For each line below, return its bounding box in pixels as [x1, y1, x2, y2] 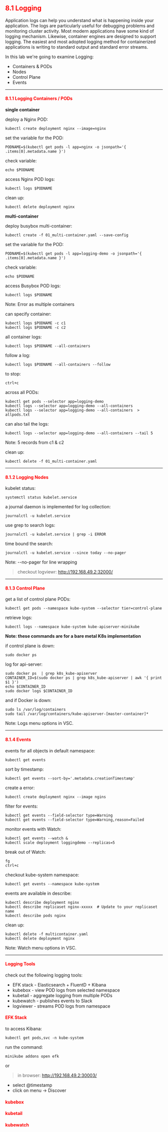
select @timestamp [12, 1082, 52, 1088]
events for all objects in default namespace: [5, 747, 95, 753]
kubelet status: [5, 485, 36, 491]
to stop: [5, 371, 21, 377]
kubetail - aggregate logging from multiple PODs [12, 992, 112, 998]
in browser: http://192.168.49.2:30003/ [17, 1072, 97, 1078]
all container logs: [5, 334, 42, 340]
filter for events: [5, 803, 38, 809]
